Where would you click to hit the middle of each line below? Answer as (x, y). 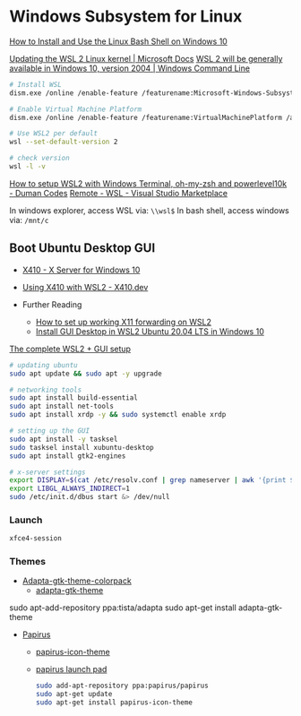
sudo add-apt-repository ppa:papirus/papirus (122, 686)
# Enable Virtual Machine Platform (76, 109)
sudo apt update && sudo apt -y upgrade (86, 374)
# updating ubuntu (43, 365)
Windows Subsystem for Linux (126, 17)
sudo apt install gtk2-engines (68, 456)
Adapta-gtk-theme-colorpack (77, 581)
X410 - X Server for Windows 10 (81, 270)
